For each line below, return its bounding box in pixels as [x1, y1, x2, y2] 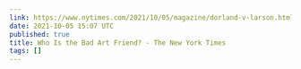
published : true [9, 30, 70, 39]
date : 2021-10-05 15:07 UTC [9, 22, 115, 30]
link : [9, 13, 30, 22]
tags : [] [9, 47, 42, 56]
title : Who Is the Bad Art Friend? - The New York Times [9, 38, 227, 47]
